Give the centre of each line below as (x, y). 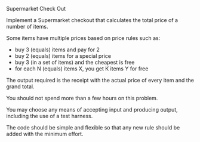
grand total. (20, 87)
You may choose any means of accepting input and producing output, (92, 109)
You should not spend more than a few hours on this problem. (82, 98)
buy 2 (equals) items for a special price (63, 56)
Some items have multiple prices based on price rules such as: (83, 38)
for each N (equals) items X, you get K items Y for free (81, 69)
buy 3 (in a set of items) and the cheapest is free (75, 62)
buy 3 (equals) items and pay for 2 (57, 50)
